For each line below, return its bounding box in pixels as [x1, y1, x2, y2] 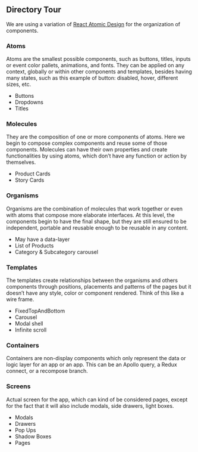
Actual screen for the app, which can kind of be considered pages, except [6, 396, 188, 403]
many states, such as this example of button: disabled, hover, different [6, 75, 178, 82]
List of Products [14, 242, 54, 249]
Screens [6, 382, 31, 391]
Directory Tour [6, 5, 61, 15]
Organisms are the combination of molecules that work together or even [6, 205, 183, 212]
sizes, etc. [6, 81, 32, 88]
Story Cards [14, 177, 45, 184]
